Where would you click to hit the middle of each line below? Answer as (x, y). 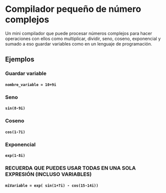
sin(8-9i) (15, 108)
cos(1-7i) (15, 132)
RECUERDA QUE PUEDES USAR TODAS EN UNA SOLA (71, 168)
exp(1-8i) (15, 156)
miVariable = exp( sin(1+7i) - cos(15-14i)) (52, 186)
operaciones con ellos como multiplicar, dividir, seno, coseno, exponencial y (83, 39)
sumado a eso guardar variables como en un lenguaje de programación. (79, 44)
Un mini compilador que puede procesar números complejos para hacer (79, 33)
